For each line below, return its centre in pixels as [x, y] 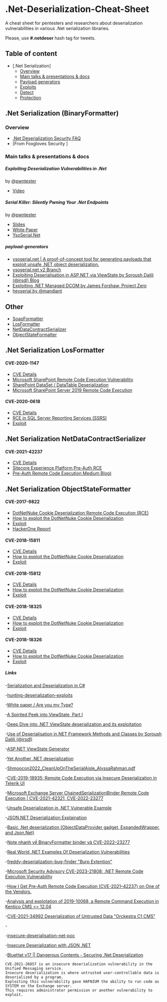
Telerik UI [15, 783]
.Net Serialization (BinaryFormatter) [62, 113]
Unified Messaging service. [34, 968]
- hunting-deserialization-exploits [39, 695]
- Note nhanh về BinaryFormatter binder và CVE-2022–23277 [68, 842]
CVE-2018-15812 [23, 573]
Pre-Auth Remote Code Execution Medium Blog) [62, 474]
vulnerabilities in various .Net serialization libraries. [57, 28]
